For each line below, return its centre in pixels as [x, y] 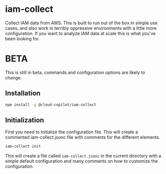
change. [14, 77]
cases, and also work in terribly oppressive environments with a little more [81, 28]
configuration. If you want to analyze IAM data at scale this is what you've [81, 33]
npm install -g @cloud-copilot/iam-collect [51, 105]
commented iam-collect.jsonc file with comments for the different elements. [83, 137]
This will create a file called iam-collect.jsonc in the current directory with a [83, 156]
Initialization [25, 120]
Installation [23, 93]
